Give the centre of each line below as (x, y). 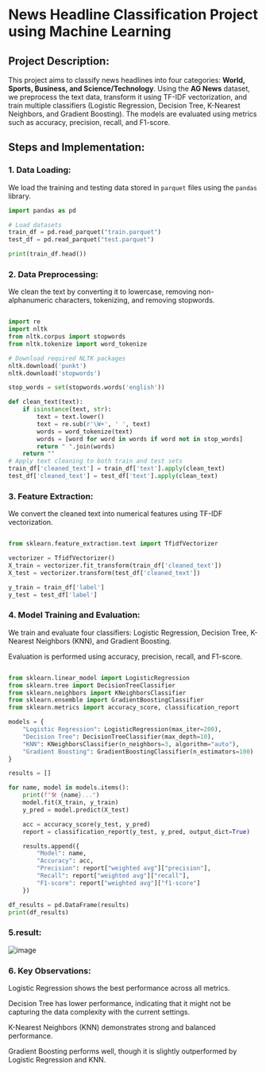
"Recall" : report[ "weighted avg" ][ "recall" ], (114, 876)
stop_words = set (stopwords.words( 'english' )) (87, 388)
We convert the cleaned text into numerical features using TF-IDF (116, 514)
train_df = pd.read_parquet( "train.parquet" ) (85, 233)
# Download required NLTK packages (67, 358)
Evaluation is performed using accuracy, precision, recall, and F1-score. (125, 656)
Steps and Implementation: (77, 148)
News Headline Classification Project (133, 15)
